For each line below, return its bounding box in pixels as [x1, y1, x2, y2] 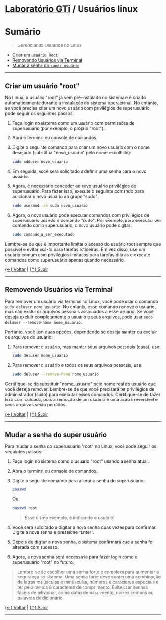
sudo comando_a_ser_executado [12, 232, 75, 237]
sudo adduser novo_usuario [12, 159, 68, 164]
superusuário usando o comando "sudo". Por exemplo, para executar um [12, 217, 161, 223]
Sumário [5, 26, 41, 38]
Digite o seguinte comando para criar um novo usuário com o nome [12, 144, 150, 150]
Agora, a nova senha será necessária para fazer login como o [12, 554, 138, 560]
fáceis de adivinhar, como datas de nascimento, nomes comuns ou [17, 589, 154, 595]
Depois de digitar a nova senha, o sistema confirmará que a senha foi [12, 539, 154, 545]
